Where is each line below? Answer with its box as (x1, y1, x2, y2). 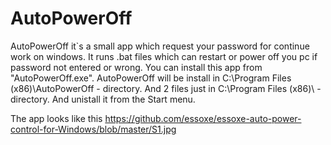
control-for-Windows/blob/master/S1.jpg (10, 123, 177, 135)
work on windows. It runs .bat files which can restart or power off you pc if (10, 50, 318, 62)
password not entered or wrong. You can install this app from (10, 61, 263, 73)
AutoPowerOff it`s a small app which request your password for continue (10, 40, 310, 52)
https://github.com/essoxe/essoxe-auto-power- (104, 112, 302, 124)
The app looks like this (10, 112, 103, 124)
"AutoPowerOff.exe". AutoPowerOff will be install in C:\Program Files (10, 72, 292, 84)
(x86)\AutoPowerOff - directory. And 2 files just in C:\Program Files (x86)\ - (10, 82, 322, 94)
